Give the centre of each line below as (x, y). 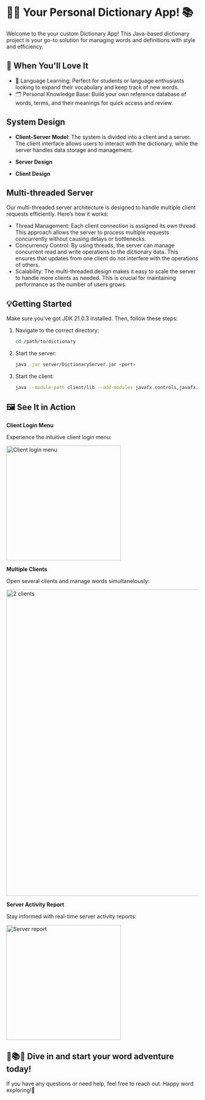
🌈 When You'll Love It (47, 66)
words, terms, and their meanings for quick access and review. (94, 103)
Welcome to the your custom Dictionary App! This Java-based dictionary (98, 33)
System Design (36, 122)
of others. (27, 265)
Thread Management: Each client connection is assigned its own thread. (106, 226)
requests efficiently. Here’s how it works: (57, 214)
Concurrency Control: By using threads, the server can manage (95, 246)
